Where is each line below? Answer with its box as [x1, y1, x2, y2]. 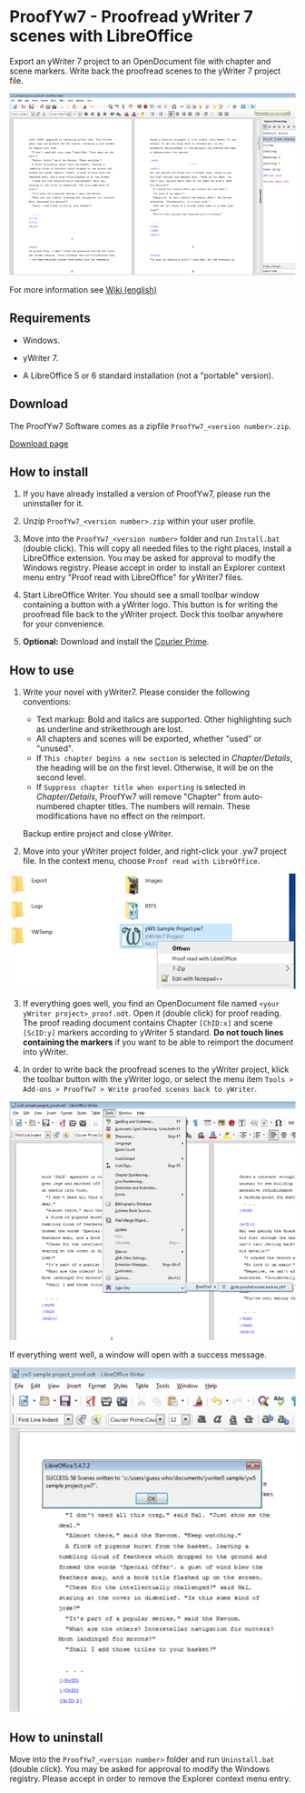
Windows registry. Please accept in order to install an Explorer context [22, 562, 286, 574]
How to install [9, 464, 89, 479]
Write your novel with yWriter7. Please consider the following [22, 686, 251, 697]
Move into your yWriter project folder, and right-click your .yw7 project [22, 846, 287, 856]
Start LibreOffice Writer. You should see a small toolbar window [22, 589, 261, 601]
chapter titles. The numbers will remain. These [76, 801, 251, 812]
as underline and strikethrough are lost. [35, 724, 183, 735]
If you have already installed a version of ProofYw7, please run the [22, 488, 271, 499]
